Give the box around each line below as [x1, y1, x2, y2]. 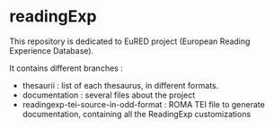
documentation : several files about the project [22, 90, 196, 100]
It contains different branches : [9, 63, 123, 73]
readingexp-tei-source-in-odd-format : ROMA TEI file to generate [22, 98, 265, 109]
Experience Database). [9, 45, 94, 55]
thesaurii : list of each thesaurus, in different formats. [22, 80, 219, 90]
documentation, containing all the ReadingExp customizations [22, 108, 252, 119]
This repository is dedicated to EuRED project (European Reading [9, 36, 251, 47]
